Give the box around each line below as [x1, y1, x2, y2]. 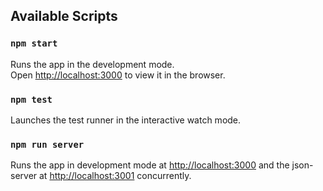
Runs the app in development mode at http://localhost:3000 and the [10, 159, 290, 171]
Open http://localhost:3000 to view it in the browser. [10, 69, 226, 81]
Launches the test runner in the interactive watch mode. [10, 114, 242, 126]
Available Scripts [10, 8, 118, 25]
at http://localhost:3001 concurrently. [39, 170, 192, 182]
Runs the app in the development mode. [10, 58, 175, 70]
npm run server [10, 139, 85, 150]
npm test [10, 94, 53, 105]
